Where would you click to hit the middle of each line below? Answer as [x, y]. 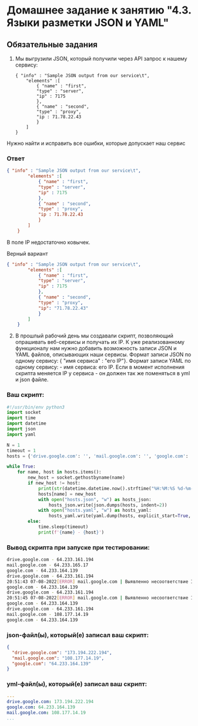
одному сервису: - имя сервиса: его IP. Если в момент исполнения [100, 367]
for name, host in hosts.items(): [59, 472]
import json [21, 429]
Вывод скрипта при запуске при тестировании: [78, 547]
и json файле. [32, 380]
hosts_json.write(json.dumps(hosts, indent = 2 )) [108, 505]
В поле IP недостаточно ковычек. [48, 242]
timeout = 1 [21, 450]
